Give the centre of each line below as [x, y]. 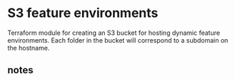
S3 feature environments [83, 13]
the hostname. [29, 48]
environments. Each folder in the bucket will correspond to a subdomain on [118, 40]
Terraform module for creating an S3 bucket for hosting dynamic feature [114, 33]
